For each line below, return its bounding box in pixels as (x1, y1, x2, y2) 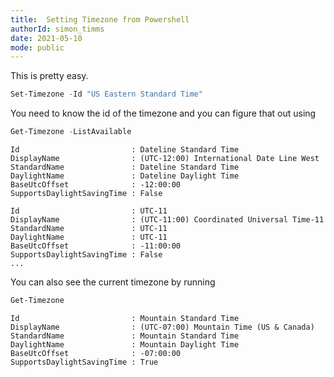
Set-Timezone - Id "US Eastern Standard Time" (10, 89, 203, 100)
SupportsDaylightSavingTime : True (10, 357, 159, 367)
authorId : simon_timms (10, 24, 105, 34)
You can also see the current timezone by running (10, 276, 216, 288)
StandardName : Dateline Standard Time (10, 162, 240, 172)
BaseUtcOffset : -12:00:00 (10, 180, 182, 190)
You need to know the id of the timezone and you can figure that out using (10, 107, 317, 120)
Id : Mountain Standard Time (10, 313, 240, 323)
